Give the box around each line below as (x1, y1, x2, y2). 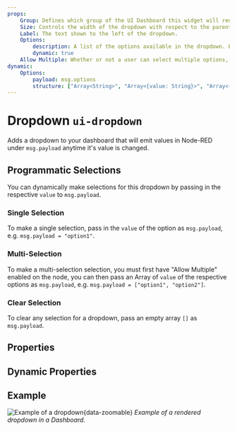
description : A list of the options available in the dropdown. (32, 43, 226, 50)
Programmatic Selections (7, 164, 121, 176)
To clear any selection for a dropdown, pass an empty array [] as (7, 313, 197, 322)
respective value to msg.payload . (7, 190, 102, 198)
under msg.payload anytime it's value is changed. (7, 144, 150, 152)
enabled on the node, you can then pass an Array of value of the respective (7, 272, 227, 281)
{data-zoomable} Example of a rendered (83, 408, 201, 417)
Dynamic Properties (7, 365, 97, 377)
